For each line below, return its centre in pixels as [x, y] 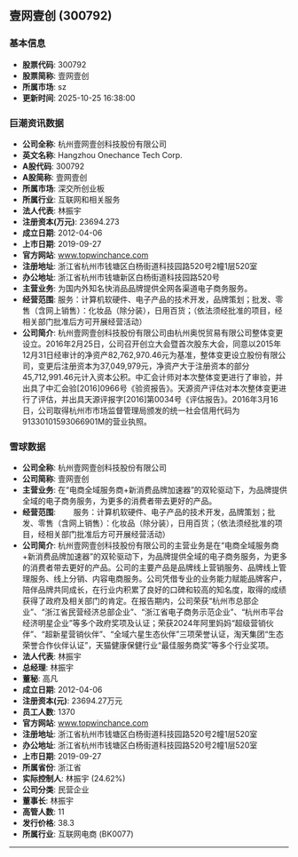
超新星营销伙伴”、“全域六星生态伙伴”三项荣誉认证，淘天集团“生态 [164, 634]
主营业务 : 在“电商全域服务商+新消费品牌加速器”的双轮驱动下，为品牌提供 [155, 490]
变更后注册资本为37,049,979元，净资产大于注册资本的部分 [144, 366]
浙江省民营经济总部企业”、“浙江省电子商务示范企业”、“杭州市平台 [164, 612]
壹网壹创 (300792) [61, 16]
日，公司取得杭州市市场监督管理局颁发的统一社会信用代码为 [131, 410]
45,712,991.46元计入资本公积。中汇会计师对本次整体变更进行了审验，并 [153, 377]
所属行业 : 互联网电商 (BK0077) [78, 834]
